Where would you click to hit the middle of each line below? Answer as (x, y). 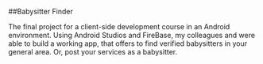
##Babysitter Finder (41, 11)
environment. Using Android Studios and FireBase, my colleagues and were (132, 35)
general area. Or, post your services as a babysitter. (93, 52)
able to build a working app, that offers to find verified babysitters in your (128, 43)
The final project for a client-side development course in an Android (119, 26)
